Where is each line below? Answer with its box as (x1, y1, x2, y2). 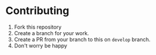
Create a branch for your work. (14, 29, 89, 36)
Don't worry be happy (14, 42, 68, 49)
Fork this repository (14, 23, 62, 30)
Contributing (5, 4, 69, 18)
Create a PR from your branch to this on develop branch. (14, 36, 151, 43)
